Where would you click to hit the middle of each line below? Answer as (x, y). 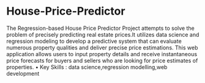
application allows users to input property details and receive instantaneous (102, 54)
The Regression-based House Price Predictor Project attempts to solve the (100, 28)
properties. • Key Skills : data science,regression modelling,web (87, 67)
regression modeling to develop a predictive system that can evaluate (94, 41)
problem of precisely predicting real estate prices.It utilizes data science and (103, 34)
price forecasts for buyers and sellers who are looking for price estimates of (102, 60)
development (23, 73)
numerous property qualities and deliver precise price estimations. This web (102, 48)
